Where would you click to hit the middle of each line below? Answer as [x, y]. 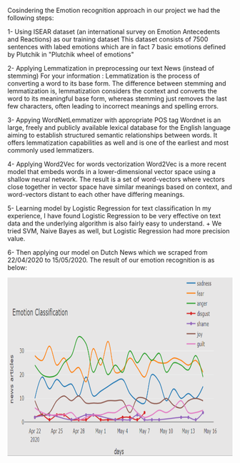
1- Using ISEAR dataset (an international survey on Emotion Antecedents [114, 32]
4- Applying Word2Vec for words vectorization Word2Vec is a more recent [117, 164]
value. [16, 239]
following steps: [31, 18]
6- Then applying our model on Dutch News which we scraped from [108, 252]
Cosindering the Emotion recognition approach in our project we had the [114, 10]
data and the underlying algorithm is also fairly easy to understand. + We [115, 223]
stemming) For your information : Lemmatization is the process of [104, 76]
